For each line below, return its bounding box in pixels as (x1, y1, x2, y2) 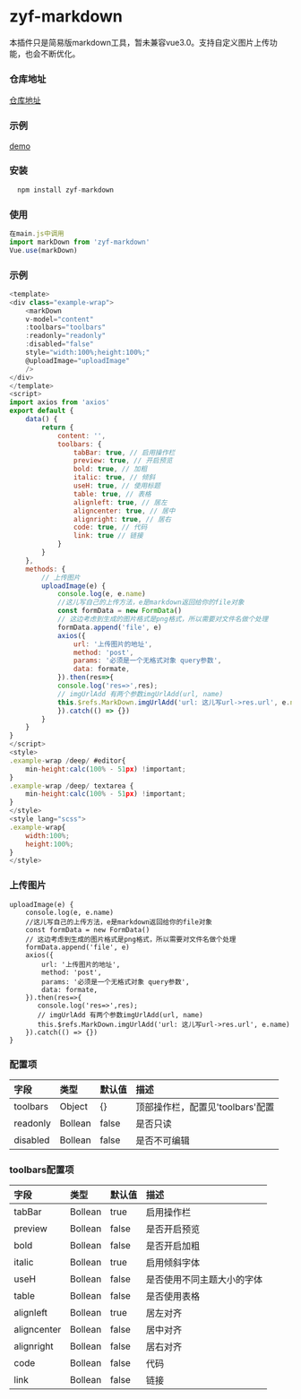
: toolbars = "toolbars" (25, 323, 106, 332)
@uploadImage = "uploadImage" (25, 356, 130, 365)
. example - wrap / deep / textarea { (9, 782, 134, 790)
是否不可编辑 (135, 1134, 190, 1146)
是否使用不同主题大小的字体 (146, 1274, 263, 1286)
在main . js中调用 (9, 229, 64, 238)
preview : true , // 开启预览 (73, 456, 173, 465)
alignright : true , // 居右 (73, 514, 172, 523)
